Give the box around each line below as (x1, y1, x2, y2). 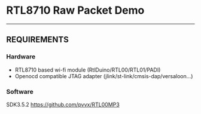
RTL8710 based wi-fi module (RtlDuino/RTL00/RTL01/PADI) (14, 66, 161, 73)
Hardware (6, 53, 36, 61)
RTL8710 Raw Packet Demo (6, 4, 145, 17)
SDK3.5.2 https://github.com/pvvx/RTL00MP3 (6, 101, 120, 108)
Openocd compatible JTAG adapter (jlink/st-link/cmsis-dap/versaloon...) (14, 72, 193, 79)
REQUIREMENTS (6, 35, 69, 45)
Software (6, 87, 34, 95)
